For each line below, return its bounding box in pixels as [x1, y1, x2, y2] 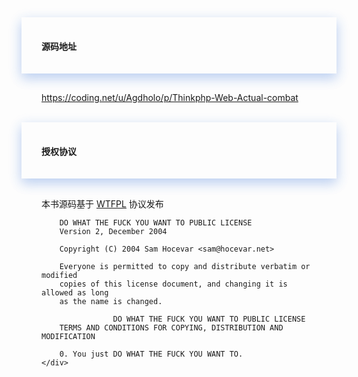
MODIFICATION [41, 332, 96, 342]
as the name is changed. [59, 297, 163, 307]
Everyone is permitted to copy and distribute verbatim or [59, 262, 311, 272]
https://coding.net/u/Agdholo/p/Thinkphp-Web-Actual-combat [41, 92, 299, 104]
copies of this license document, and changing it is [59, 279, 288, 290]
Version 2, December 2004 [59, 227, 168, 237]
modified [41, 271, 78, 281]
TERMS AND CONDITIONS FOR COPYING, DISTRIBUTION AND [59, 323, 284, 333]
